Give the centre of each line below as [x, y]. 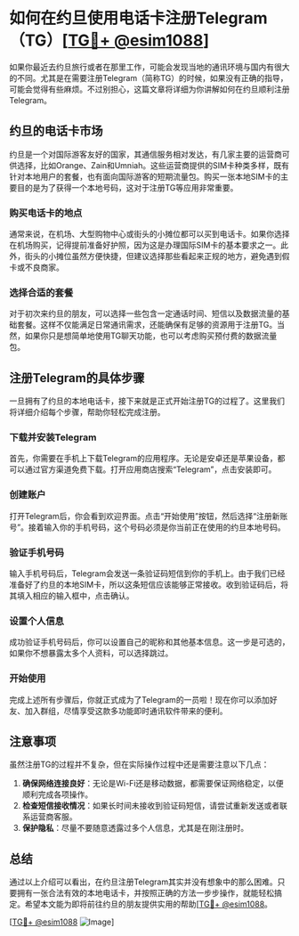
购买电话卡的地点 [46, 213]
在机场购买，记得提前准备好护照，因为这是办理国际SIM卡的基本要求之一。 [145, 245]
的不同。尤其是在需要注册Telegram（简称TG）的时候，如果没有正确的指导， [149, 77]
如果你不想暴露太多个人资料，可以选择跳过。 [91, 653]
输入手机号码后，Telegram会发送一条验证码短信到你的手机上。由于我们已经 [147, 574]
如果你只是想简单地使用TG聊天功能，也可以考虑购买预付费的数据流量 [151, 336]
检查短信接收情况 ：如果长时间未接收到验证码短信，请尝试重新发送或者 [151, 806]
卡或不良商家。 [36, 267]
